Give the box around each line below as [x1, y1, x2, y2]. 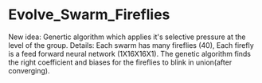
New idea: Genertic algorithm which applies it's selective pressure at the [8, 32, 246, 41]
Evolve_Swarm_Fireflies [8, 6, 170, 24]
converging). [8, 65, 50, 75]
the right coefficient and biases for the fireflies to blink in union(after [8, 57, 233, 67]
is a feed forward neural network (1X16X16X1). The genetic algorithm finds [8, 49, 252, 58]
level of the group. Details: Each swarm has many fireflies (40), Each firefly [8, 40, 255, 49]
